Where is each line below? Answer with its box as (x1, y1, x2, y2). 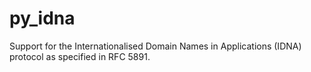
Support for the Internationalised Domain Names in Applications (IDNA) (9, 40, 302, 52)
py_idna (9, 7, 76, 30)
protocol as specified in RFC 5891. (9, 50, 151, 62)
